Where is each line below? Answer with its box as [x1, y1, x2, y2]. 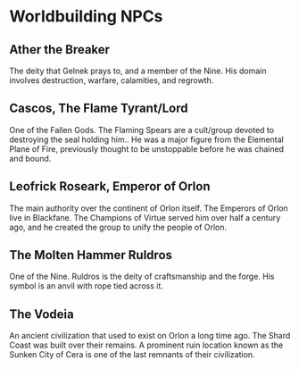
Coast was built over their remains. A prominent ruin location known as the [9, 340, 284, 350]
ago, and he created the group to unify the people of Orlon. [9, 222, 228, 232]
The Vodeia [9, 306, 74, 322]
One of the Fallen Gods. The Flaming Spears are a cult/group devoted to [9, 124, 275, 135]
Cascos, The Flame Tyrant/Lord [9, 101, 189, 116]
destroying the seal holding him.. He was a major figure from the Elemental [9, 134, 284, 145]
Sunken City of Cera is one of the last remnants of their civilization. [9, 349, 256, 360]
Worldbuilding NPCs [9, 6, 163, 27]
